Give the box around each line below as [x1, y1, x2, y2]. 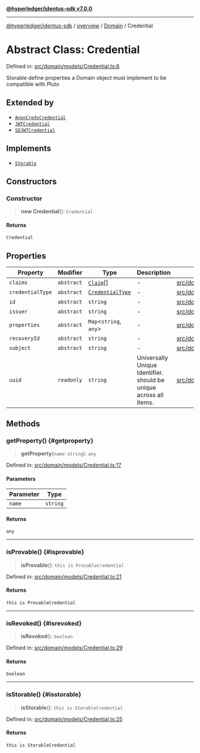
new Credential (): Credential [20, 208, 93, 215]
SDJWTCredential [14, 127, 55, 133]
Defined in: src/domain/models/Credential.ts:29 [6, 644, 123, 651]
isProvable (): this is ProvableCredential [20, 561, 124, 568]
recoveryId [9, 335, 40, 342]
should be [136, 376, 165, 385]
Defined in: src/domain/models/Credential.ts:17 [6, 461, 122, 468]
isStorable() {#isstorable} [6, 690, 82, 699]
